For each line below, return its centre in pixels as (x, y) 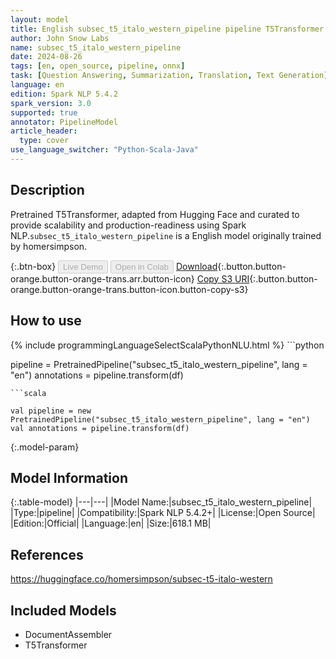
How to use (46, 321)
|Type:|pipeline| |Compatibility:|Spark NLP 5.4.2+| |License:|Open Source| (163, 513)
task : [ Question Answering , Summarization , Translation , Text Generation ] (169, 76)
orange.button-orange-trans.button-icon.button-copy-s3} (129, 289)
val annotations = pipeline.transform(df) (100, 428)
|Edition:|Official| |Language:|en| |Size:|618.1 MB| (111, 523)
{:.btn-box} (33, 266)
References (47, 554)
